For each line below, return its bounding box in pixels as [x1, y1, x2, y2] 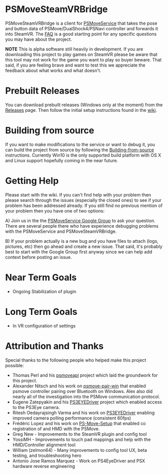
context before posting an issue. [5, 254, 72, 260]
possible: [5, 362, 24, 368]
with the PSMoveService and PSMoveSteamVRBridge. [5, 228, 117, 234]
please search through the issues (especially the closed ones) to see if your [5, 197, 162, 203]
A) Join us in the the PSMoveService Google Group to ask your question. [5, 218, 155, 224]
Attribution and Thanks [5, 340, 104, 352]
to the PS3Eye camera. [12, 404, 60, 410]
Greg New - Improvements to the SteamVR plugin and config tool [12, 431, 147, 437]
